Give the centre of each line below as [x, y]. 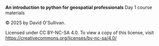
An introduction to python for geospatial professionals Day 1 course [79, 7]
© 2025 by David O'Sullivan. [35, 23]
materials [15, 13]
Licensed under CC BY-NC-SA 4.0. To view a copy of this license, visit [79, 32]
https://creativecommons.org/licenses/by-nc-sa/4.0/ [61, 38]
